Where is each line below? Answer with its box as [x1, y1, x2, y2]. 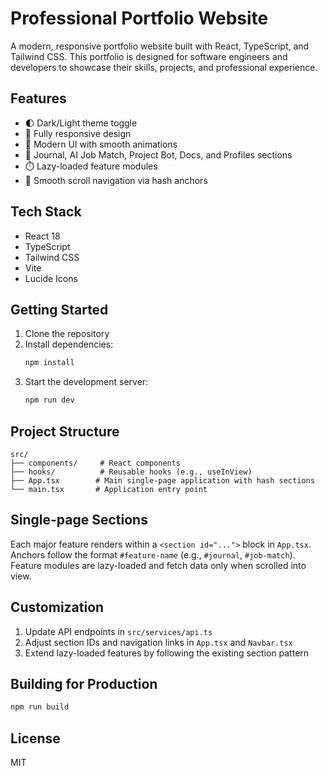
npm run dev [24, 395, 75, 406]
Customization [10, 599, 105, 616]
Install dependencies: [24, 338, 114, 351]
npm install [24, 358, 75, 368]
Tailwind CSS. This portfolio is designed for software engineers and [10, 50, 288, 62]
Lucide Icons [24, 272, 78, 284]
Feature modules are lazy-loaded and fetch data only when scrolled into [10, 559, 307, 571]
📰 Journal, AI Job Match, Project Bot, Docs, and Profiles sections [24, 148, 293, 161]
